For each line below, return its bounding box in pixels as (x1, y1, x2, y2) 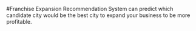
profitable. (6, 18, 32, 25)
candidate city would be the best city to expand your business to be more (6, 12, 191, 19)
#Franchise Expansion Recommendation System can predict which (6, 5, 174, 12)
